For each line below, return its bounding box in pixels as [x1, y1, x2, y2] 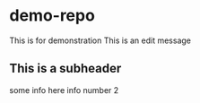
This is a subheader [9, 61, 122, 76]
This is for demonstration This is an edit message [9, 35, 191, 46]
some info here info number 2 [9, 84, 119, 95]
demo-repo [9, 5, 96, 26]
